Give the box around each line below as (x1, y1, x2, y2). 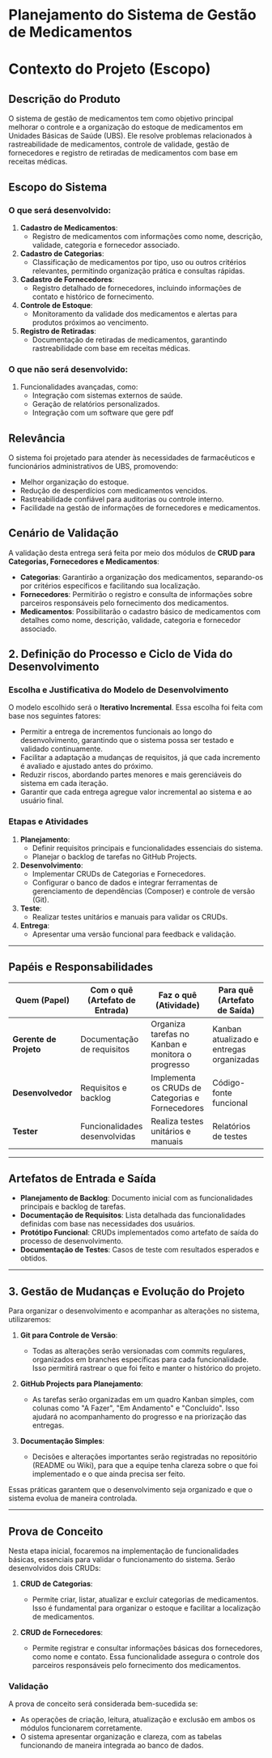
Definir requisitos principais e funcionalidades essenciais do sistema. (32, 843, 263, 852)
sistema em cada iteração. (19, 779, 108, 788)
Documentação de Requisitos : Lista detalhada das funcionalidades (19, 1210, 246, 1220)
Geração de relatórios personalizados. (32, 399, 160, 409)
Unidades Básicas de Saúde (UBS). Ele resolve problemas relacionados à (8, 131, 253, 141)
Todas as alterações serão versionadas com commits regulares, (32, 1346, 245, 1356)
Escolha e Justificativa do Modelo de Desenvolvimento (8, 685, 229, 696)
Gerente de (12, 1033, 57, 1044)
